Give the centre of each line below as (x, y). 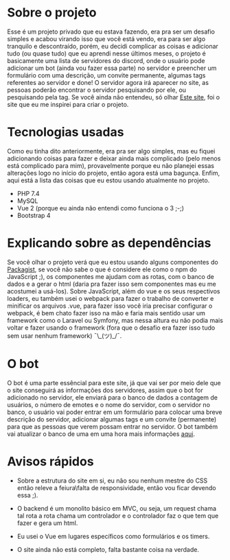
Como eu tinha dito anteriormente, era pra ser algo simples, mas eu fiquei (111, 151)
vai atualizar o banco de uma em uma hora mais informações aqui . (101, 434)
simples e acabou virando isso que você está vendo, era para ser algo (106, 38)
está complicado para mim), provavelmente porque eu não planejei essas (111, 165)
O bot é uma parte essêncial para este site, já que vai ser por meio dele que (114, 382)
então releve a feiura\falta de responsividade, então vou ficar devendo (116, 487)
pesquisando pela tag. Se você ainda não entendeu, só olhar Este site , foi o (114, 97)
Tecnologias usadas (66, 132)
